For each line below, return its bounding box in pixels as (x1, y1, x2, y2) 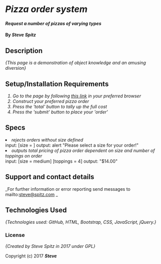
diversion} (5, 65, 27, 71)
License (5, 232, 25, 239)
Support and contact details (5, 173, 94, 181)
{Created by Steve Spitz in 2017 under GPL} (5, 243, 96, 249)
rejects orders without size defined (12, 137, 84, 143)
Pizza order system (5, 4, 88, 15)
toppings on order (5, 153, 43, 159)
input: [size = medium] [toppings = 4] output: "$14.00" (5, 158, 118, 164)
